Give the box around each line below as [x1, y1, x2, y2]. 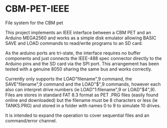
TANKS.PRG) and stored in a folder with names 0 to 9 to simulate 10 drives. [5, 102, 161, 108]
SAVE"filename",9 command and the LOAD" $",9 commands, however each [5, 81, 161, 87]
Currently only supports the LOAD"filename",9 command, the [5, 76, 132, 82]
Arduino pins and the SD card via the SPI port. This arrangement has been [5, 60, 159, 67]
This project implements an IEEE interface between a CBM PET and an [5, 29, 151, 35]
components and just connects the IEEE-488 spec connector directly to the [5, 55, 162, 61]
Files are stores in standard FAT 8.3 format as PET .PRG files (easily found [5, 92, 159, 98]
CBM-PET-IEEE [5, 3, 70, 15]
